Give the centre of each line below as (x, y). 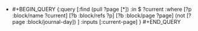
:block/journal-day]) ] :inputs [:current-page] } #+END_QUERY (104, 22)
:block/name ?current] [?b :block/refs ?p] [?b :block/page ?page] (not (99, 15)
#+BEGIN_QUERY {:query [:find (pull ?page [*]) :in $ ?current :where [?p (102, 9)
